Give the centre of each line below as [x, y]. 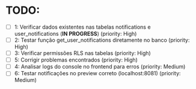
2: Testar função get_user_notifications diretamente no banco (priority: [102, 40]
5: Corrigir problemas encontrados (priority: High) [76, 60]
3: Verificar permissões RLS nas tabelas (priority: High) [82, 53]
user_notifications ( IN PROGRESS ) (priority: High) [75, 34]
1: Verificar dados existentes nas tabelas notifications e [82, 27]
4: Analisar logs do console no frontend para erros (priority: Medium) [100, 67]
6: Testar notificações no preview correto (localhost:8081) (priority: [97, 73]
